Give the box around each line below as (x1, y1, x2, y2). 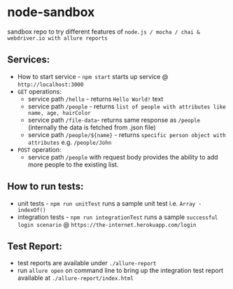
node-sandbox (7, 4, 95, 20)
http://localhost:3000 (17, 81, 84, 88)
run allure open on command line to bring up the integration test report (17, 267, 224, 275)
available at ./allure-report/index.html (17, 274, 134, 282)
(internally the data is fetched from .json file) (27, 123, 156, 132)
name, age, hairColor (27, 109, 91, 116)
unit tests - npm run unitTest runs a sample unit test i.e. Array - (17, 199, 202, 207)
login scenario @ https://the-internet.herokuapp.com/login (17, 220, 197, 228)
